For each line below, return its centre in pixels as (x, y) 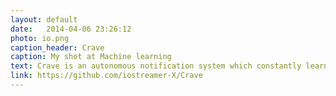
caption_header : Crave (57, 47)
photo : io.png (40, 38)
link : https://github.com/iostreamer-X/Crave (106, 76)
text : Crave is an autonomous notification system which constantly (156, 66)
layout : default (44, 19)
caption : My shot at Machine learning (91, 57)
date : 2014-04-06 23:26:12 (71, 29)
